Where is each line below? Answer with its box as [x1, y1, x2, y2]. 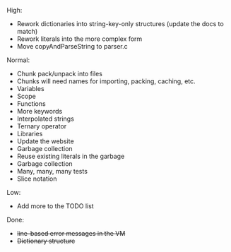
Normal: [6, 56, 30, 64]
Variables [16, 85, 45, 92]
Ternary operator [16, 122, 67, 130]
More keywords [16, 107, 63, 115]
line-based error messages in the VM [16, 229, 126, 237]
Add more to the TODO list [16, 202, 94, 210]
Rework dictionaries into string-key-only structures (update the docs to [16, 20, 224, 28]
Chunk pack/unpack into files [16, 70, 103, 78]
